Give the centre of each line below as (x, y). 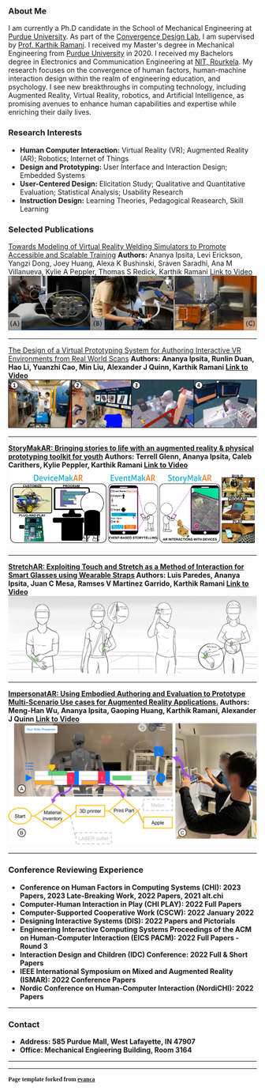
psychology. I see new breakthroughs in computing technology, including (127, 87)
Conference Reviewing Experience (76, 870)
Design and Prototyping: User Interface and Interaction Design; (123, 167)
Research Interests (45, 133)
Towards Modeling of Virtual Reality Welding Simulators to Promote (117, 246)
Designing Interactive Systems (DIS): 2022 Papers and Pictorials (127, 921)
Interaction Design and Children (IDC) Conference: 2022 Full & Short (134, 954)
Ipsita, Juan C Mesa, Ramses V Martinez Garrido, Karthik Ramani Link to (129, 583)
